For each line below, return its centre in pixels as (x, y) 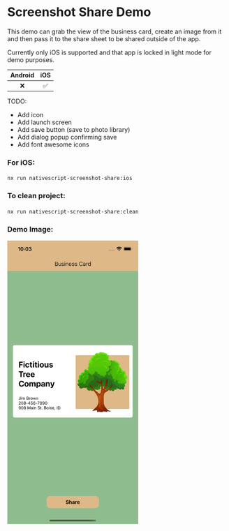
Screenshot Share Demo (79, 12)
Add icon (30, 115)
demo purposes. (31, 59)
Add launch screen (44, 122)
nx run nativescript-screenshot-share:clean (73, 211)
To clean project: (36, 196)
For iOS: (21, 163)
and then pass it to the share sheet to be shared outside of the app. (104, 38)
